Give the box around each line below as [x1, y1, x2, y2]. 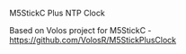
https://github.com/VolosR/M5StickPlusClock [9, 35, 177, 45]
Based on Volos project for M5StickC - [9, 25, 152, 35]
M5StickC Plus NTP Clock [9, 8, 105, 18]
